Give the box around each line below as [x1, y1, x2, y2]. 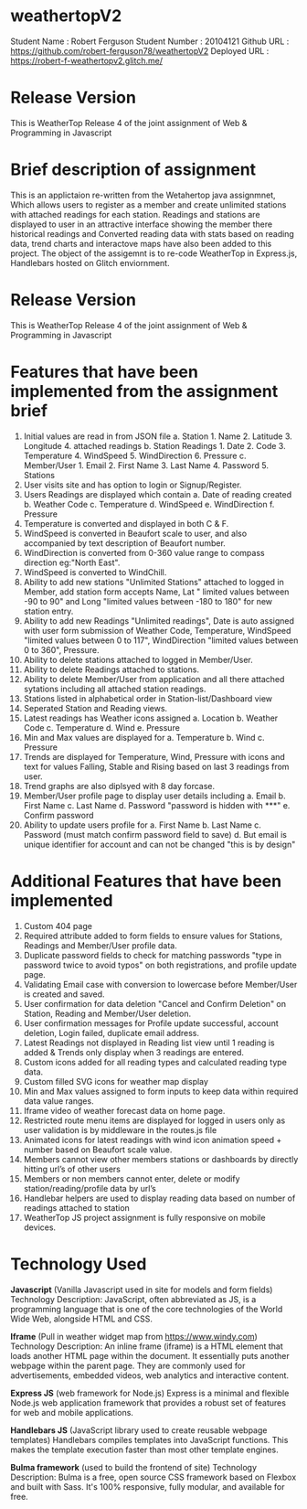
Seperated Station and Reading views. [23, 702, 168, 713]
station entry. [23, 605, 74, 616]
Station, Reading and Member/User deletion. [23, 1008, 192, 1019]
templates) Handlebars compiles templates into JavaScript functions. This [10, 1434, 289, 1445]
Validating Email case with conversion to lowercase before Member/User [23, 979, 298, 990]
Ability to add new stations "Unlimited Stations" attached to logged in [23, 576, 284, 587]
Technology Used [10, 1254, 147, 1274]
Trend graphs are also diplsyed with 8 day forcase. [23, 780, 216, 791]
